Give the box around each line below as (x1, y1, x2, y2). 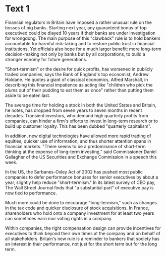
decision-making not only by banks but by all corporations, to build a (5, 51, 145, 57)
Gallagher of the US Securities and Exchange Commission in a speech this (5, 154, 157, 160)
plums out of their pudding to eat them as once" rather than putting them (5, 87, 154, 93)
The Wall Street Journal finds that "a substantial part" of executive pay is (5, 184, 154, 190)
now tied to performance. (5, 190, 57, 196)
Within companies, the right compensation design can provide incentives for (5, 225, 161, 231)
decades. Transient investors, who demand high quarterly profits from (5, 112, 149, 118)
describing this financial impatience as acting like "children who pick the (5, 82, 153, 87)
